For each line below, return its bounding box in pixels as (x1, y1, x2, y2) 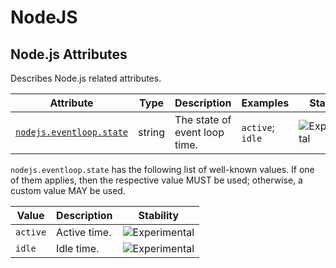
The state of (174, 113, 232, 126)
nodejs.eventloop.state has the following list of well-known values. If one (10, 164, 315, 175)
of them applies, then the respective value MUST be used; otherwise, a (10, 174, 303, 186)
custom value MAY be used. (10, 185, 126, 196)
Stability (138, 209, 180, 222)
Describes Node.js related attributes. (10, 72, 162, 84)
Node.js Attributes (10, 46, 128, 63)
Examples (241, 96, 290, 110)
